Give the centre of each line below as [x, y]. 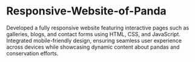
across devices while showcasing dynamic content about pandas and [93, 47]
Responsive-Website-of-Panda [86, 11]
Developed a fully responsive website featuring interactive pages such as [98, 28]
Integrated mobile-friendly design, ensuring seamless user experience [94, 40]
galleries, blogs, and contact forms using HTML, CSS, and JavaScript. [93, 34]
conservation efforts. [32, 53]
